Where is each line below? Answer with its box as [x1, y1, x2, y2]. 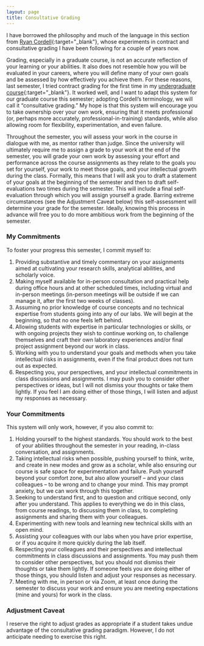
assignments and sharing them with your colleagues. [15, 514, 148, 521]
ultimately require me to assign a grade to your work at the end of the [6, 146, 181, 153]
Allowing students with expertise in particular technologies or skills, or [15, 323, 191, 330]
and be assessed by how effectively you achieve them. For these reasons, [6, 76, 192, 83]
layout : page [6, 9, 40, 15]
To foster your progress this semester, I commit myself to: [6, 246, 151, 253]
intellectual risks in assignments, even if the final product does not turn [15, 355, 194, 363]
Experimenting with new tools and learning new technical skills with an [15, 520, 192, 527]
